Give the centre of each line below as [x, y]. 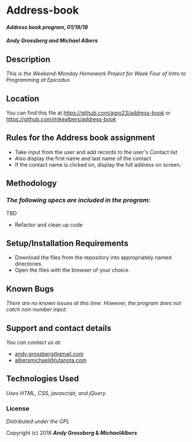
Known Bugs [30, 289]
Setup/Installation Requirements [67, 243]
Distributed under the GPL [38, 421]
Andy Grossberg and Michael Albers [52, 41]
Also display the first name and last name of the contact [83, 158]
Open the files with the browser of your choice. [72, 270]
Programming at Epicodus [38, 80]
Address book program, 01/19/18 [47, 27]
